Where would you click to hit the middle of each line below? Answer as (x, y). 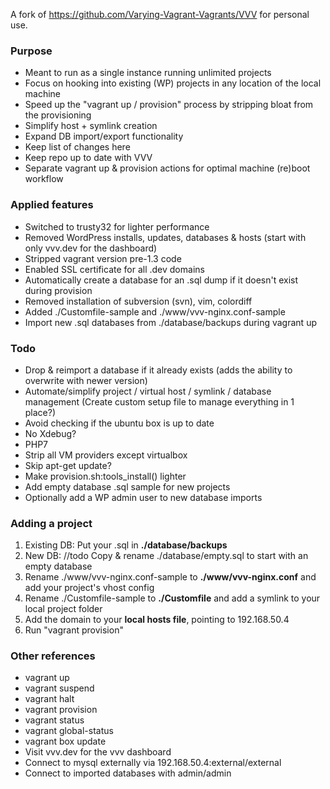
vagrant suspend (59, 688)
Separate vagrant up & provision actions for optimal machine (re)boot (167, 168)
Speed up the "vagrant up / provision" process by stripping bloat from (169, 105)
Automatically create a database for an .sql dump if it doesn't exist (161, 280)
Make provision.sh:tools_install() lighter (105, 476)
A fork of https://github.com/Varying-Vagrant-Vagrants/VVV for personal (160, 14)
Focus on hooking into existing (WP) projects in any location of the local (173, 83)
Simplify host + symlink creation (91, 126)
